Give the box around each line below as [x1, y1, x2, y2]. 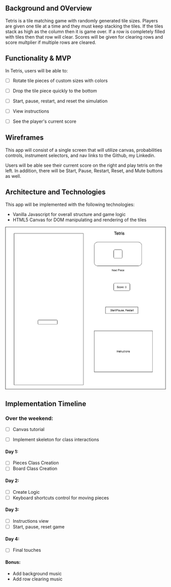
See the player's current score [12, 118, 76, 124]
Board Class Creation [12, 466, 58, 472]
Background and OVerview [5, 4, 92, 13]
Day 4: [5, 536, 19, 542]
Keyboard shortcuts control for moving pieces [12, 494, 109, 501]
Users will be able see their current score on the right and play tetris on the [5, 162, 163, 168]
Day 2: [5, 477, 19, 484]
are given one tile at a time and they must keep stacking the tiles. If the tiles [5, 23, 163, 29]
